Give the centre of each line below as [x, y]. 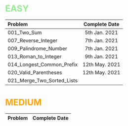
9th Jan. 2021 [102, 56]
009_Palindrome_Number [38, 48]
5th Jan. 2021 [102, 32]
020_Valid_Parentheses [35, 72]
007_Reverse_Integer [33, 40]
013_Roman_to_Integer [35, 56]
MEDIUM [23, 103]
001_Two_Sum [25, 32]
